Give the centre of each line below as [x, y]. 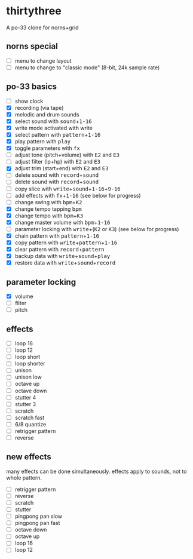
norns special [32, 46]
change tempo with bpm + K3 [49, 216]
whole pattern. [24, 477]
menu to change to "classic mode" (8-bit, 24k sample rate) [87, 67]
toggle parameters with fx [48, 148]
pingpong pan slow [39, 516]
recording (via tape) [39, 107]
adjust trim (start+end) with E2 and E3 [62, 168]
